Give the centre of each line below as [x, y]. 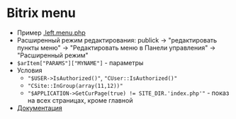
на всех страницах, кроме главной [80, 100]
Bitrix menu [41, 13]
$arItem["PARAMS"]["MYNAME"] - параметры [80, 62]
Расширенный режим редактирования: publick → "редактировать [117, 40]
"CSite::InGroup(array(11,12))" [75, 86]
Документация [40, 108]
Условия [29, 70]
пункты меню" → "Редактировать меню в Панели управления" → [116, 47]
